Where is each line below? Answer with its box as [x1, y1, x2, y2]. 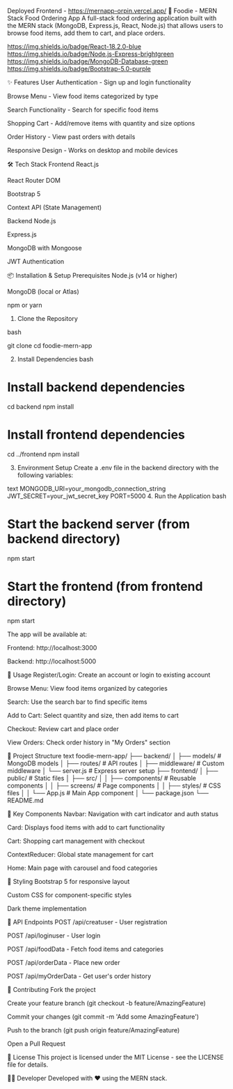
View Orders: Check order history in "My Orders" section [7, 738, 170, 746]
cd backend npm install [7, 402, 74, 411]
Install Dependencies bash [17, 355, 94, 363]
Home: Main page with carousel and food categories [7, 864, 158, 872]
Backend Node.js [7, 217, 56, 225]
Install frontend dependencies [7, 427, 186, 443]
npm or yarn [7, 301, 43, 309]
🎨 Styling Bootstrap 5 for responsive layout [7, 877, 130, 885]
